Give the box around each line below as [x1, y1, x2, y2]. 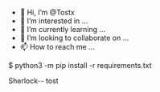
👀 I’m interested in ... [19, 16, 88, 26]
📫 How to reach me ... [19, 42, 95, 51]
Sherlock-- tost [8, 76, 59, 86]
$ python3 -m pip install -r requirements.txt [8, 61, 152, 70]
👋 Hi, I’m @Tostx [19, 8, 75, 17]
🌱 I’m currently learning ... [19, 25, 106, 34]
